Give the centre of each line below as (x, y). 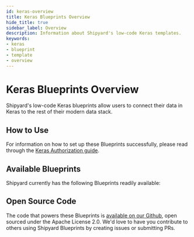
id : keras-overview (30, 11)
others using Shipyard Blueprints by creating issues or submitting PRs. (91, 228)
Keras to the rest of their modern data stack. (59, 112)
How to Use (27, 130)
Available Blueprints (43, 169)
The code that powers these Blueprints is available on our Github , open (91, 215)
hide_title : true (27, 22)
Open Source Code (41, 202)
